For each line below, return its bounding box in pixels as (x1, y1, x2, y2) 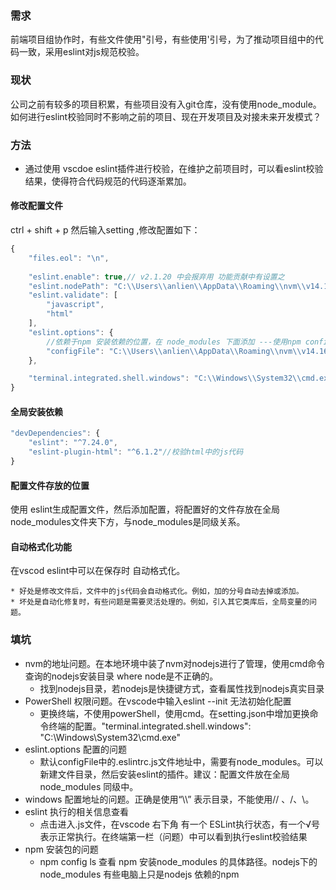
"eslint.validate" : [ (28, 290, 118, 301)
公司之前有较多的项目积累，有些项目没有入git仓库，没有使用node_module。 (10, 98, 322, 110)
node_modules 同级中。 (39, 780, 139, 792)
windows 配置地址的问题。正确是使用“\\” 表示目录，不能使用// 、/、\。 (24, 793, 315, 805)
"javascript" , (46, 300, 105, 310)
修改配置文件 (10, 200, 63, 212)
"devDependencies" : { (10, 428, 101, 439)
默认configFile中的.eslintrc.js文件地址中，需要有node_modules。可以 (39, 755, 324, 767)
